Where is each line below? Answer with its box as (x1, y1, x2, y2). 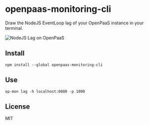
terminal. (5, 25, 23, 31)
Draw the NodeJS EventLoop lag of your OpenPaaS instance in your (5, 20, 144, 26)
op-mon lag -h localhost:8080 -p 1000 (5, 89, 85, 94)
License (5, 102, 30, 111)
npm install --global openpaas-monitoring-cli (5, 62, 103, 67)
